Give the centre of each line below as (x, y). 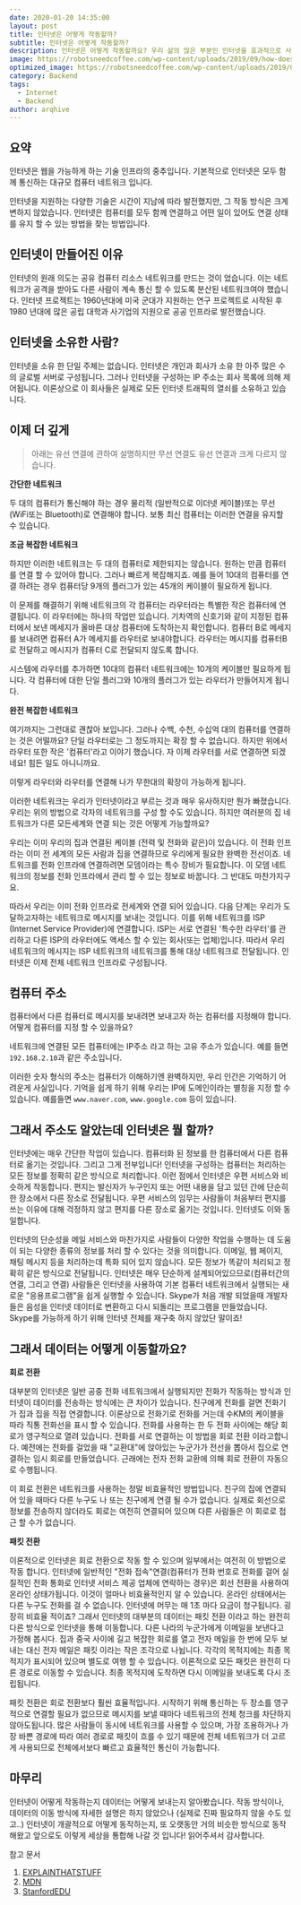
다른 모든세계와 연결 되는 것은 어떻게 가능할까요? (125, 823)
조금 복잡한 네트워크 (44, 544)
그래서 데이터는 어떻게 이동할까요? (98, 1349)
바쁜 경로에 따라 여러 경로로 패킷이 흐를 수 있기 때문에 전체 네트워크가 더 (144, 1736)
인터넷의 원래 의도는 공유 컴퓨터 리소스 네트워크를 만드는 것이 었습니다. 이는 (141, 278)
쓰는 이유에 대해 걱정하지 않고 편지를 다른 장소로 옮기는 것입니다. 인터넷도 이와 (146, 1210)
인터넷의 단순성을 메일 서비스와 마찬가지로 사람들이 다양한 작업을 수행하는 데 (142, 1240)
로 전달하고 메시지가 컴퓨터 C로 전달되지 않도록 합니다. (104, 650)
